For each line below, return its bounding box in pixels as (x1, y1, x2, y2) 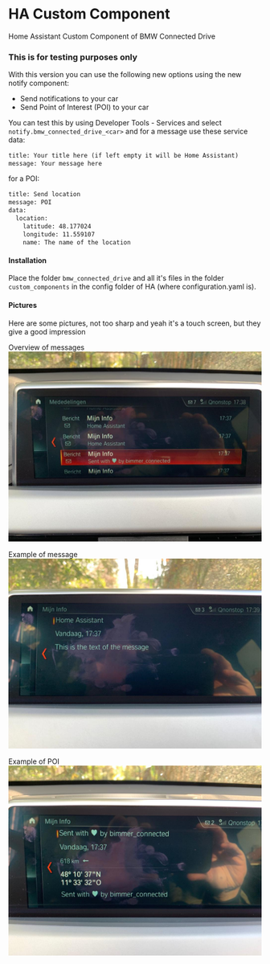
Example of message (8, 549, 78, 559)
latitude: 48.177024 (22, 223, 92, 231)
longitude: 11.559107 (22, 231, 95, 239)
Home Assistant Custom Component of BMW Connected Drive (8, 31, 215, 41)
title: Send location (8, 191, 81, 199)
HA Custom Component (8, 5, 170, 23)
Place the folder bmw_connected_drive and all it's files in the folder (8, 273, 225, 283)
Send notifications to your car (19, 94, 119, 104)
